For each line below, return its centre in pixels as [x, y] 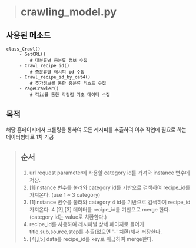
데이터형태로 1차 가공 [30, 137]
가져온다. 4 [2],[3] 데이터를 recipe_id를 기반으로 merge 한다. [100, 209]
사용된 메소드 [29, 35]
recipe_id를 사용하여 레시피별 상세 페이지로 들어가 [87, 224]
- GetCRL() [32, 54]
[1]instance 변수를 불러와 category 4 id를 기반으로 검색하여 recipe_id [110, 202]
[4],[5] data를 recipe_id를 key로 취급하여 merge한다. [91, 239]
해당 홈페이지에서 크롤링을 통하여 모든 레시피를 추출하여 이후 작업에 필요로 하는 [97, 130]
